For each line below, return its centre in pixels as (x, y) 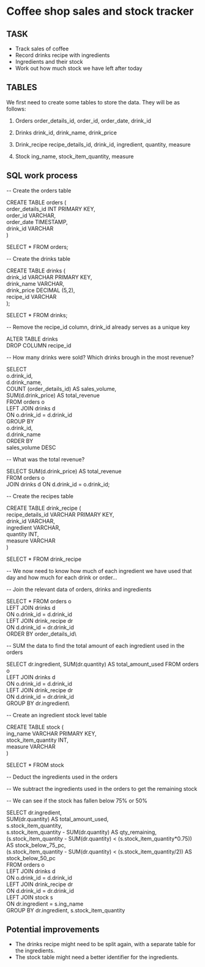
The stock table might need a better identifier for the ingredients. (97, 957)
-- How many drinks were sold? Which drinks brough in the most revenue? (100, 357)
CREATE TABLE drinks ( (36, 271)
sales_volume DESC (31, 447)
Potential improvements (53, 930)
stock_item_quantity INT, (37, 740)
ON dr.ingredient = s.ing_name (45, 904)
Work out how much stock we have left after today (79, 68)
